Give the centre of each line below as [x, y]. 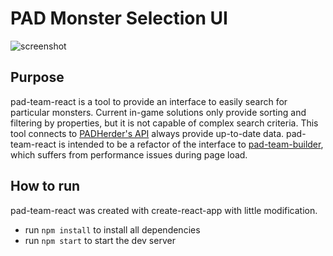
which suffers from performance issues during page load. [129, 154]
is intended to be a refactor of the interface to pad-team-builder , [191, 144]
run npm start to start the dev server [100, 240]
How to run [45, 186]
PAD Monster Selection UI [119, 18]
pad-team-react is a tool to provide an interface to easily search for [149, 101]
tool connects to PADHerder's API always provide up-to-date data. [147, 133]
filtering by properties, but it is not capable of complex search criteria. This [164, 123]
